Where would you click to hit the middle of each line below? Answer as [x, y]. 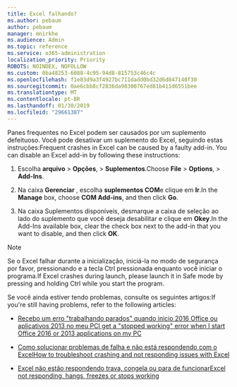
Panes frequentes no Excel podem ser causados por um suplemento [107, 132]
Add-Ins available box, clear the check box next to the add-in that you [119, 226]
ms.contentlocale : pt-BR [44, 100]
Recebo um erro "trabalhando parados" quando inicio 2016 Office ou [117, 318]
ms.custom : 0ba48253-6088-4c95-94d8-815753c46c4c [82, 73]
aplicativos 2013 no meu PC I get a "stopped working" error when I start [121, 326]
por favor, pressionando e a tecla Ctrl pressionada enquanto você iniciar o [115, 268]
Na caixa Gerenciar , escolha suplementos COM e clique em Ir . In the [117, 190]
